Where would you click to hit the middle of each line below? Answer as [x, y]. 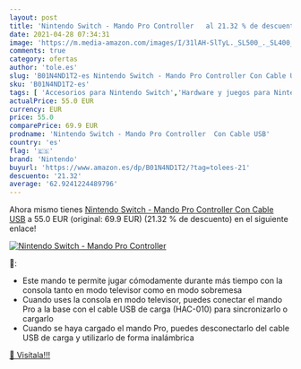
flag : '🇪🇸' [31, 150]
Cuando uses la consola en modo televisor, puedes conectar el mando [152, 300]
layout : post [34, 17]
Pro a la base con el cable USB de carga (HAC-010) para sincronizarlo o [155, 309]
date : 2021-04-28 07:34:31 [60, 34]
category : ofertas [43, 59]
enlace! [23, 228]
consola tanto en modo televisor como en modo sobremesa [132, 290]
